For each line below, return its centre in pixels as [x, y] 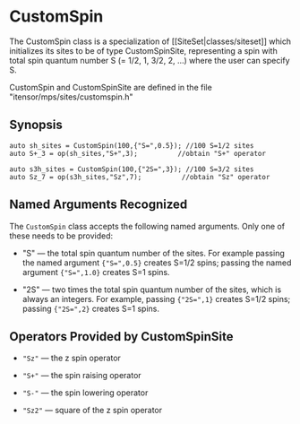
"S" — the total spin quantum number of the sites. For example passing [153, 253]
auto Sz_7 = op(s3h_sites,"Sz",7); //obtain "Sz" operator [140, 177]
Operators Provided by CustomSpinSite [121, 337]
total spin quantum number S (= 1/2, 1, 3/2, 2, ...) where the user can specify [150, 60]
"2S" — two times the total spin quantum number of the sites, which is [152, 290]
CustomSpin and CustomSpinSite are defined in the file [111, 87]
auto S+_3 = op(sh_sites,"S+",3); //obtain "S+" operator [138, 153]
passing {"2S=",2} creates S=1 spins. [90, 308]
